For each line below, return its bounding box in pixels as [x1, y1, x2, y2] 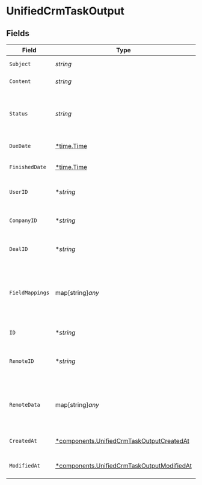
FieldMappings [9, 289, 50, 296]
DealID [9, 246, 28, 252]
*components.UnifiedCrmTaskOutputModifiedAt [55, 462, 192, 470]
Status [9, 110, 28, 117]
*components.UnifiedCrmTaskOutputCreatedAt [55, 437, 189, 445]
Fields [6, 28, 30, 39]
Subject [9, 61, 31, 67]
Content [9, 78, 31, 85]
